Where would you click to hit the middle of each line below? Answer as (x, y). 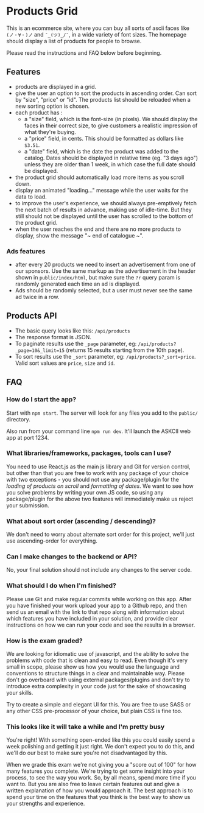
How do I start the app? (41, 399)
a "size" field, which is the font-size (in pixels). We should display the (111, 119)
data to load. (31, 197)
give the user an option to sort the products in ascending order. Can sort (106, 93)
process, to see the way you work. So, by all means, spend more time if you (101, 778)
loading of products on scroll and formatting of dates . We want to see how (100, 486)
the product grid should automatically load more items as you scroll (100, 177)
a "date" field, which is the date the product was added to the (101, 151)
